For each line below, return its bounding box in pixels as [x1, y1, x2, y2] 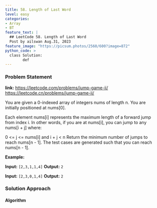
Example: [5, 154, 25, 160]
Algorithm [5, 197, 26, 204]
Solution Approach [5, 185, 51, 192]
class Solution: [9, 52, 43, 58]
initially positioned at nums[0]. [5, 104, 66, 110]
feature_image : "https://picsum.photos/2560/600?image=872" [5, 44, 131, 49]
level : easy [5, 12, 29, 17]
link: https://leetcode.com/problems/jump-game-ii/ [5, 84, 109, 91]
